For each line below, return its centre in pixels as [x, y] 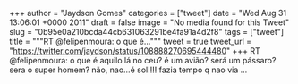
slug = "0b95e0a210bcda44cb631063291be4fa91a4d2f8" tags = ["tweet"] [147, 32]
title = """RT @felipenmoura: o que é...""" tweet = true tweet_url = [131, 41]
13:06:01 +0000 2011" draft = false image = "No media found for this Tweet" [149, 22]
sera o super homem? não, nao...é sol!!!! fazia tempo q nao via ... [128, 70]
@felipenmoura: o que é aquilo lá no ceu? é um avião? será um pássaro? [143, 60]
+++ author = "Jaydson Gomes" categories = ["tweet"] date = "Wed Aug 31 [148, 13]
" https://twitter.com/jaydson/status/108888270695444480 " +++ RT [135, 51]
